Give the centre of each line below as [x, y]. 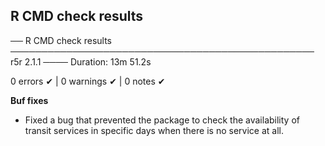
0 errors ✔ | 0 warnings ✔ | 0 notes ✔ [88, 81]
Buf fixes [29, 100]
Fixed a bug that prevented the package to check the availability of [162, 120]
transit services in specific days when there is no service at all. [154, 130]
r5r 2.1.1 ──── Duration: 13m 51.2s [81, 61]
